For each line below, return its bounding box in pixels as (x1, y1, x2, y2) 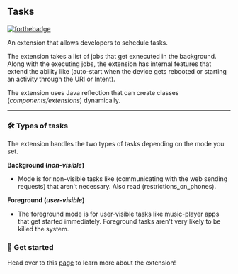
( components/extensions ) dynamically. (7, 96, 121, 104)
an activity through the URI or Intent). (7, 75, 115, 83)
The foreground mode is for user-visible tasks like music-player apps (17, 209, 220, 219)
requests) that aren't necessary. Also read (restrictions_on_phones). (17, 182, 217, 191)
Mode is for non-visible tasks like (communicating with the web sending (17, 175, 228, 183)
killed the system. (17, 225, 69, 234)
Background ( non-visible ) (7, 161, 85, 170)
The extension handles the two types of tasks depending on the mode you (7, 140, 225, 148)
